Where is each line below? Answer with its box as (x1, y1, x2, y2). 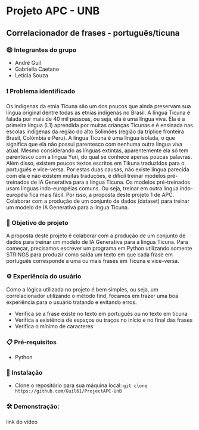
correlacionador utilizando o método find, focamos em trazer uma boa (6, 292, 179, 299)
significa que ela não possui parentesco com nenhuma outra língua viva (6, 141, 183, 148)
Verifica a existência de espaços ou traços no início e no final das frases (14, 316, 193, 324)
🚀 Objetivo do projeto (6, 219, 69, 227)
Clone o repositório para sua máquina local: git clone (14, 382, 148, 389)
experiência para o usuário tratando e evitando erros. (6, 299, 137, 306)
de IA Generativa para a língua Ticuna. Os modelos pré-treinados (30, 178, 191, 186)
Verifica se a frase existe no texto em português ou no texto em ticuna (14, 310, 188, 317)
